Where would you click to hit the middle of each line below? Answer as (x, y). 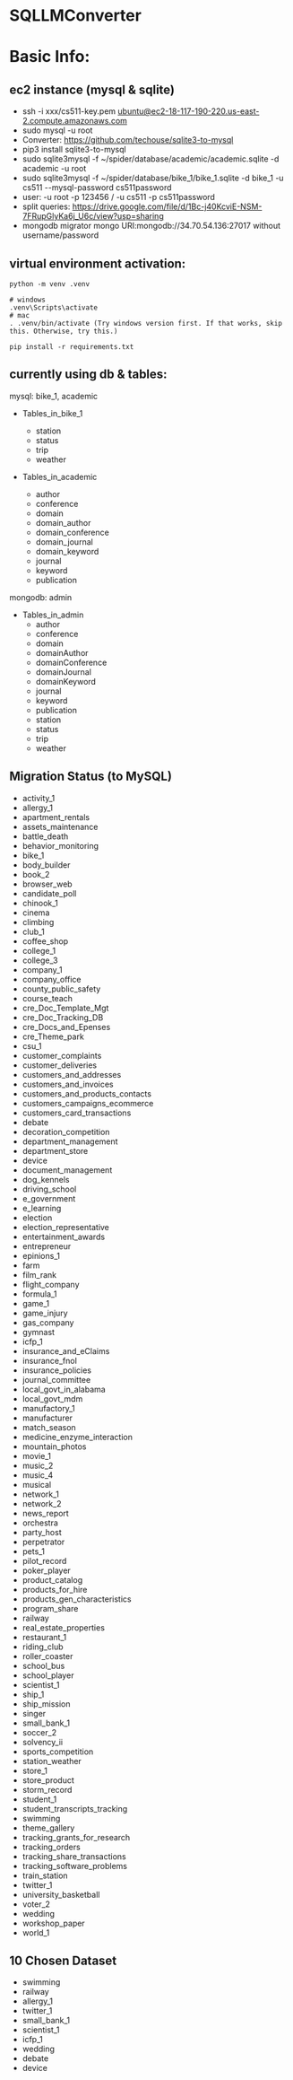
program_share (50, 1608)
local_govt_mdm (52, 1398)
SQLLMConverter (75, 16)
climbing (38, 922)
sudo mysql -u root (57, 130)
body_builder (46, 865)
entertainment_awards (64, 1237)
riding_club (43, 1647)
